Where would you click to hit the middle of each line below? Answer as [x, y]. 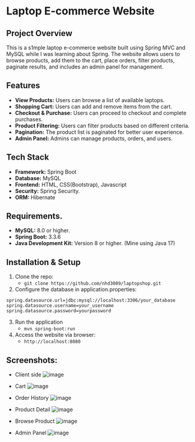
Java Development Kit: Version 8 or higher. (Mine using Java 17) [95, 243]
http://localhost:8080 [52, 342]
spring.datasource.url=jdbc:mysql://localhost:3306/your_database [91, 301]
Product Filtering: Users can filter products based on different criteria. [102, 126]
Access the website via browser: [55, 335]
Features [23, 86]
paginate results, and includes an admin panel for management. [85, 67]
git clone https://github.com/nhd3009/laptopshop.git [92, 283]
